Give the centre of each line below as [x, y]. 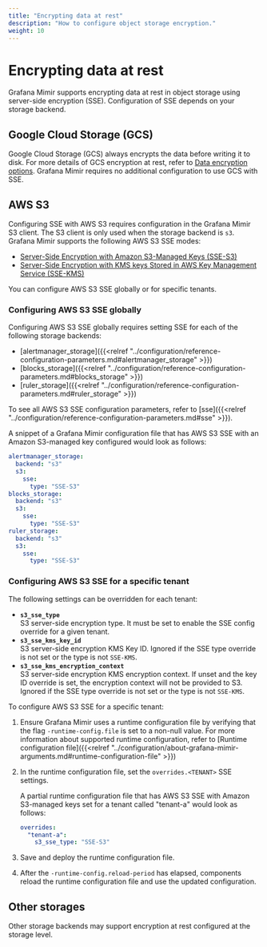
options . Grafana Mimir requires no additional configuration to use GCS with [133, 171]
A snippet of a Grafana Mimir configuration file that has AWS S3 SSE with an [133, 433]
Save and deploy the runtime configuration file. [97, 857]
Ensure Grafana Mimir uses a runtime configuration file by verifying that [137, 722]
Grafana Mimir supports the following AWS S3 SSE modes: [105, 240]
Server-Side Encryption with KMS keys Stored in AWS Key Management [138, 264]
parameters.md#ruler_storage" [71, 394]
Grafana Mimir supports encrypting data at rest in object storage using [124, 92]
